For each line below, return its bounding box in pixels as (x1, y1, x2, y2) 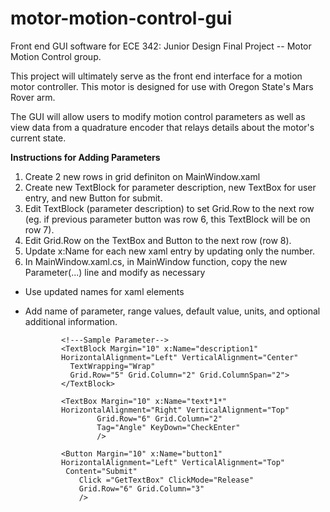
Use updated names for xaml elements (24, 285, 185, 297)
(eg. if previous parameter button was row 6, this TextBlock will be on (24, 213, 311, 225)
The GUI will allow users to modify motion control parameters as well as (10, 110, 306, 122)
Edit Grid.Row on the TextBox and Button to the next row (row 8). (24, 234, 292, 246)
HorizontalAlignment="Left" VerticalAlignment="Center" (61, 352, 299, 362)
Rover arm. (10, 91, 56, 103)
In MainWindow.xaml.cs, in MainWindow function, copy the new (24, 255, 288, 267)
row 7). (24, 223, 55, 236)
